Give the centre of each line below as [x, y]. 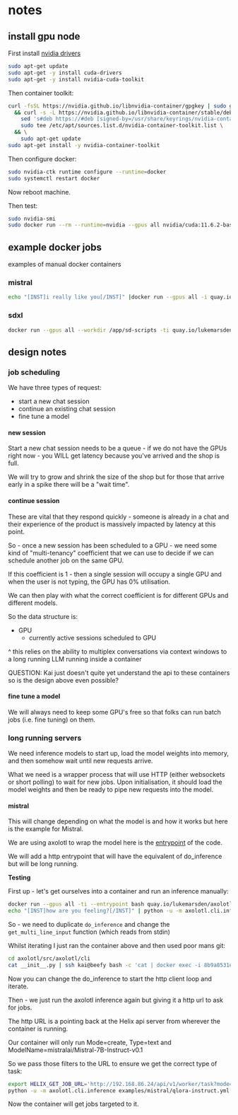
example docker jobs [55, 247]
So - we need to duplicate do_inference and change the [89, 924]
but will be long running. [43, 864]
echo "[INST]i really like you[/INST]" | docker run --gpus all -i [108, 297]
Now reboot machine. [40, 192]
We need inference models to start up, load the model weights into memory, [118, 753]
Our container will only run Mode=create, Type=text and [90, 1042]
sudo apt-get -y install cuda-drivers [65, 73]
